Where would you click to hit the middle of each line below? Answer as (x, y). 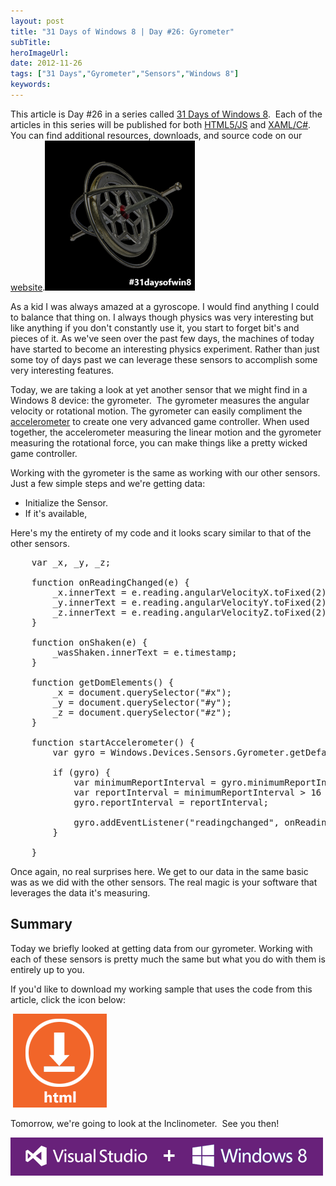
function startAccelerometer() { (113, 742)
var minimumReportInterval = (145, 782)
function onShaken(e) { (89, 642)
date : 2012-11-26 (46, 63)
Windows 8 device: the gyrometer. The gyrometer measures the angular (160, 400)
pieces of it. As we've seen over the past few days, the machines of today (162, 338)
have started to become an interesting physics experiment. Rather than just (165, 349)
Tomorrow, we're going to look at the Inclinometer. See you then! (145, 1123)
